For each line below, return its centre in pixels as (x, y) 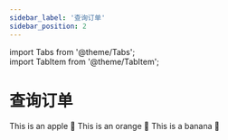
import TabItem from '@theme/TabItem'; (85, 61)
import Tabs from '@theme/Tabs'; (72, 51)
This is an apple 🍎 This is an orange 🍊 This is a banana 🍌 (114, 126)
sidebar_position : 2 (48, 26)
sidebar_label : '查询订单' (57, 18)
